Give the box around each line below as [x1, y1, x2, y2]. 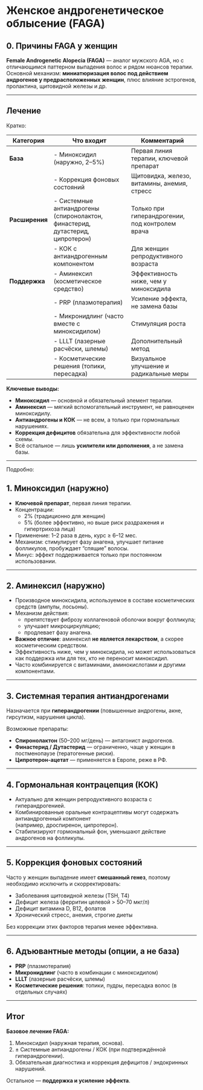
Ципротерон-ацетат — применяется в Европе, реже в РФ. [14, 756, 167, 764]
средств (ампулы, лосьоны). [14, 603, 89, 610]
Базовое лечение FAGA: [6, 1028, 69, 1035]
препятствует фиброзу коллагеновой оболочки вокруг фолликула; [24, 616, 196, 624]
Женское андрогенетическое [6, 4, 164, 18]
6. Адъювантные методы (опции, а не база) [6, 946, 180, 957]
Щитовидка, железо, [130, 171, 192, 180]
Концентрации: [14, 506, 54, 513]
